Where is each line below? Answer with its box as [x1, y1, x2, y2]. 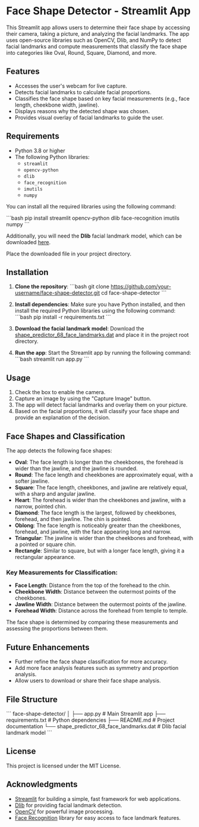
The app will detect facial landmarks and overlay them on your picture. [14, 401, 188, 408]
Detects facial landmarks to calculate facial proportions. [14, 88, 151, 96]
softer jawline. [14, 478, 50, 485]
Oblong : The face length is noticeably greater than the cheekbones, [14, 522, 181, 529]
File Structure [6, 694, 58, 704]
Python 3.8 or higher [14, 147, 65, 154]
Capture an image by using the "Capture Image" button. [14, 395, 151, 402]
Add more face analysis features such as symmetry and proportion [14, 664, 179, 672]
